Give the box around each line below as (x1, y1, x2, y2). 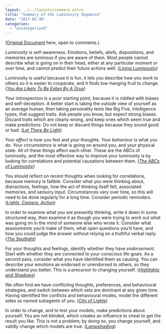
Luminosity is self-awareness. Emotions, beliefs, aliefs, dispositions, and (5, 49, 154, 55)
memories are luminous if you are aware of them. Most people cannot (5, 54, 149, 60)
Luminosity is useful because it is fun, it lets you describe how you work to (5, 75, 159, 81)
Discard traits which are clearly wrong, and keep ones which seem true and (5, 116, 161, 122)
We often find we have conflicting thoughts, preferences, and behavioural (5, 282, 157, 288)
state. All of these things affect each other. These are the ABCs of (5, 147, 141, 153)
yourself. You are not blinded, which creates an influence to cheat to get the (5, 313, 161, 319)
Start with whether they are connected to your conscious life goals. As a (5, 251, 154, 257)
